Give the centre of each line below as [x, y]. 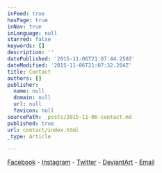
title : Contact [29, 72]
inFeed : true [26, 14]
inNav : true [24, 26]
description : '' [31, 53]
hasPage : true [28, 20]
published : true [31, 123]
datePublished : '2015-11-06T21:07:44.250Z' [71, 59]
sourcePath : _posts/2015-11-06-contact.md [70, 117]
